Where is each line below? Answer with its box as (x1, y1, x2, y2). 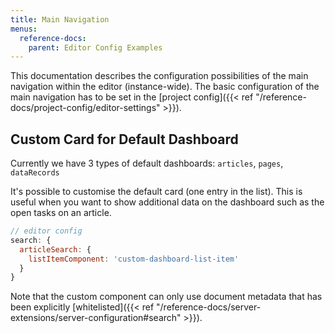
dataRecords (10, 168, 60, 178)
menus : (10, 24, 38, 34)
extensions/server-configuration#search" (10, 312, 182, 324)
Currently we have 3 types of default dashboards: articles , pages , (10, 157, 284, 170)
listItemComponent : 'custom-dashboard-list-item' (28, 254, 240, 264)
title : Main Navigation (10, 14, 110, 25)
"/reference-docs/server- (156, 301, 262, 313)
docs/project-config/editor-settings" (10, 102, 161, 114)
